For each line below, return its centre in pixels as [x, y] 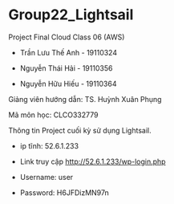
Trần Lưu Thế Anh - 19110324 [69, 52]
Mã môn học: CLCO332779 [53, 115]
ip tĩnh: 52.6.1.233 [49, 145]
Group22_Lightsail [71, 15]
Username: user [47, 177]
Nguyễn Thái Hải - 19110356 [66, 68]
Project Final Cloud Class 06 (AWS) [67, 37]
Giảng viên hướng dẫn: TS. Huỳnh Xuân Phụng [85, 99]
